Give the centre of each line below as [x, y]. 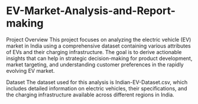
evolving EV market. [30, 71]
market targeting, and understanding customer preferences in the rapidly [95, 64]
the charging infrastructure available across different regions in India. [90, 95]
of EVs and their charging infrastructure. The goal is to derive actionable [94, 52]
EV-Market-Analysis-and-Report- [91, 11]
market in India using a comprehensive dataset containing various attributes [98, 46]
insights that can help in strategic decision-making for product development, [99, 58]
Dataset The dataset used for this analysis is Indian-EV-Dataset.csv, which [97, 82]
